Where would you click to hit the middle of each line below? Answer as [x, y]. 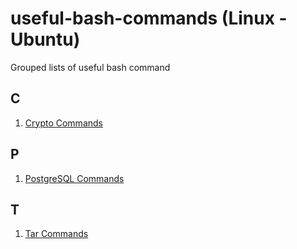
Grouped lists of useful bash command [90, 67]
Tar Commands [56, 234]
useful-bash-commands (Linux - [149, 18]
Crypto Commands [63, 123]
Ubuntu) [45, 39]
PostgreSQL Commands [74, 178]
